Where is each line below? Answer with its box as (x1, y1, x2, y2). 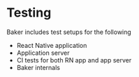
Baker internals (16, 63, 61, 71)
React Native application (16, 41, 87, 49)
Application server (16, 49, 71, 57)
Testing (6, 5, 52, 21)
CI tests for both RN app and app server (16, 55, 132, 64)
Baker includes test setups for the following (6, 28, 132, 36)
